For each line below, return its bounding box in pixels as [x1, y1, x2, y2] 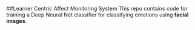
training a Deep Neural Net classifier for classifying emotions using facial [6, 11, 189, 18]
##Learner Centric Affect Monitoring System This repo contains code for [6, 5, 188, 12]
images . [6, 18, 27, 24]
